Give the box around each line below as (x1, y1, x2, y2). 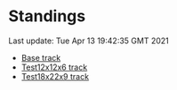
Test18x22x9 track (20, 71, 90, 81)
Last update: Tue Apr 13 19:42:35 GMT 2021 (8, 35, 170, 46)
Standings (8, 6, 86, 26)
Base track (20, 52, 61, 63)
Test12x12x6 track (20, 62, 88, 72)
